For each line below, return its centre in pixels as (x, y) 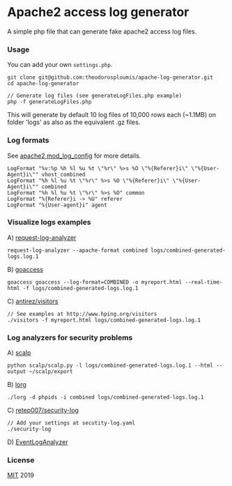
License (21, 460)
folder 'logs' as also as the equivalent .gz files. (74, 122)
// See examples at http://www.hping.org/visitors (82, 314)
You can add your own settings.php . (60, 65)
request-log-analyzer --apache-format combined (78, 250)
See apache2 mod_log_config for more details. (74, 155)
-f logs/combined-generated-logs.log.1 (80, 288)
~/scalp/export (51, 372)
